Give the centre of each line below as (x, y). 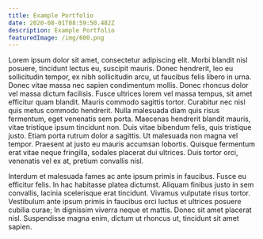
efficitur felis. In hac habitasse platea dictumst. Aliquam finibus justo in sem (131, 185)
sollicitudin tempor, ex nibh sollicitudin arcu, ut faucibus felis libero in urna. (130, 77)
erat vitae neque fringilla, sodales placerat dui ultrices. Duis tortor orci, (123, 153)
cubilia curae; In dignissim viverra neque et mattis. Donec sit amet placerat (130, 210)
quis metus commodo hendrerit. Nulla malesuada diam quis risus (114, 111)
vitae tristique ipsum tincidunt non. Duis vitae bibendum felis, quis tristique (130, 127)
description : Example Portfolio (61, 30)
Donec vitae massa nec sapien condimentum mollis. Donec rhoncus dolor (128, 85)
